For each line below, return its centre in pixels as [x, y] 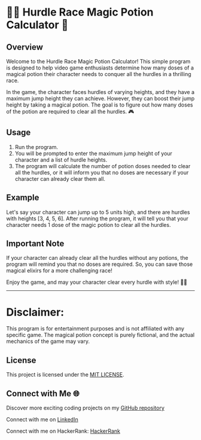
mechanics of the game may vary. [48, 341]
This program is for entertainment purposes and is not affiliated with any [95, 329]
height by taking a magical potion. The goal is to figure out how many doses [100, 105]
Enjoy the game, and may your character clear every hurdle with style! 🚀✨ [97, 282]
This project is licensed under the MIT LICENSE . [65, 375]
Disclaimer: [35, 312]
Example [23, 198]
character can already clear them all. [60, 178]
